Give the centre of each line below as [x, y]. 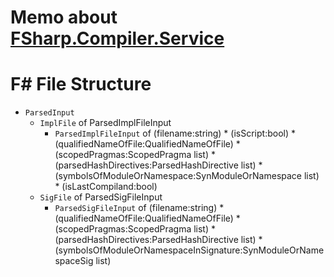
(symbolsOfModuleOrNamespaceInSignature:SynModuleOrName [189, 250]
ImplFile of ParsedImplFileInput [105, 123]
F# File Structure [81, 84]
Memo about [64, 17]
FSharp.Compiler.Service [117, 38]
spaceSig [74, 261]
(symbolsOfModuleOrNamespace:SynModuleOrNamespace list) [187, 176]
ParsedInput [49, 113]
